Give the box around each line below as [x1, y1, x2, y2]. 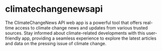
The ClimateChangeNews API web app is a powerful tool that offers [5, 20, 142, 25]
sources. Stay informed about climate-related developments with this [5, 30, 145, 36]
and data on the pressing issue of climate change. [5, 40, 107, 46]
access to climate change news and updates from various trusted [15, 25, 148, 30]
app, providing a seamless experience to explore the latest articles [22, 35, 157, 41]
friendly [5, 35, 21, 41]
